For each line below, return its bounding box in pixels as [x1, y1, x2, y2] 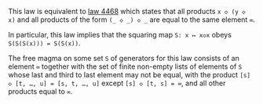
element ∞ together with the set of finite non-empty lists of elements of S [8, 62, 243, 71]
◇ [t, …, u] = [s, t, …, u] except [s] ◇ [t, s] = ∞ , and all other [8, 78, 226, 88]
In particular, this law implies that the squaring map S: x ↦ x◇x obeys [8, 30, 232, 39]
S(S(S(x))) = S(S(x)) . [8, 38, 81, 48]
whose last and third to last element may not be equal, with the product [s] [8, 70, 251, 79]
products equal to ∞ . [8, 87, 73, 96]
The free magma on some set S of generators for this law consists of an [8, 54, 239, 63]
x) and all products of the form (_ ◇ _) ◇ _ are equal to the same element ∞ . [8, 15, 255, 24]
